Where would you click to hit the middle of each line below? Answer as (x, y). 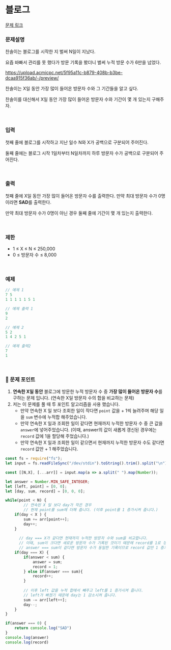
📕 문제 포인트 (20, 379)
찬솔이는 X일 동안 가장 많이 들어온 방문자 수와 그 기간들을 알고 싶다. (72, 89)
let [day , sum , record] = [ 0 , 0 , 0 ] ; (45, 491)
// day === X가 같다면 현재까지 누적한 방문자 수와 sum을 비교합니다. (83, 538)
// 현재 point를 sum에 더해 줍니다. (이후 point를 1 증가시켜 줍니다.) (91, 510)
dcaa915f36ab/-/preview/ (32, 78)
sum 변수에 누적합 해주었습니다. (56, 417)
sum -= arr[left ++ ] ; (45, 600)
